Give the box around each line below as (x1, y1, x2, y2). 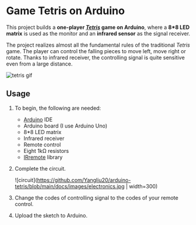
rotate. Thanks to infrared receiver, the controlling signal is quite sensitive (6, 54, 185, 61)
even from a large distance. (6, 60, 73, 67)
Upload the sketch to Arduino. (14, 211, 88, 219)
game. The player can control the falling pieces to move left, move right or (6, 47, 186, 54)
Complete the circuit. (14, 165, 66, 172)
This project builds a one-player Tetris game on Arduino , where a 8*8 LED (6, 24, 190, 31)
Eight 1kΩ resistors (23, 147, 69, 154)
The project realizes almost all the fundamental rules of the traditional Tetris (6, 41, 190, 48)
